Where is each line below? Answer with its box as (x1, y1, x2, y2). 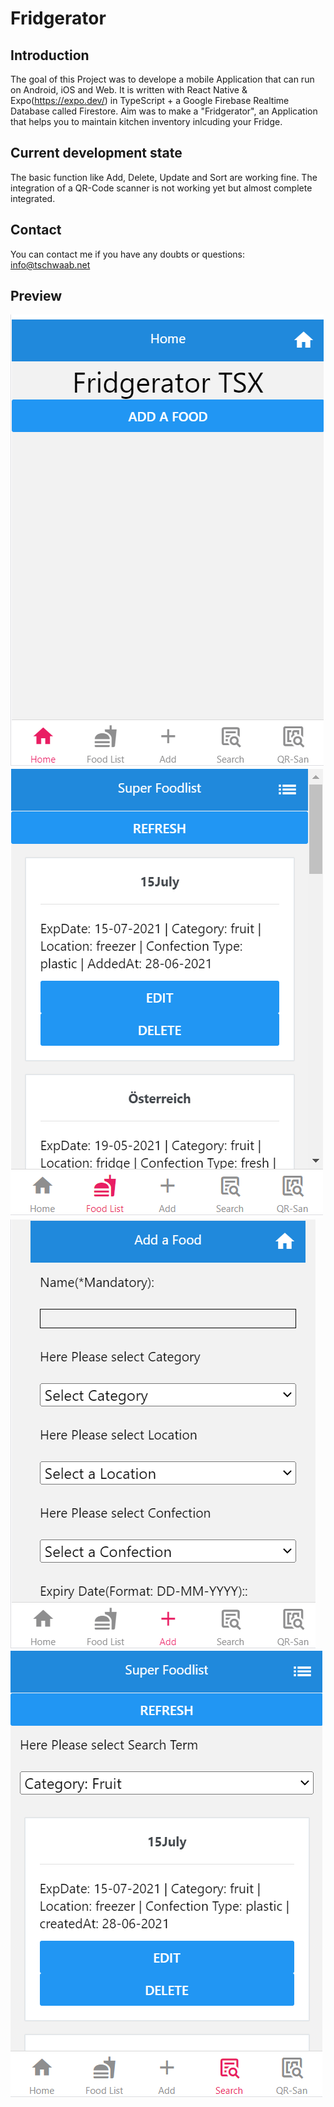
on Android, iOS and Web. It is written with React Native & (10, 84, 248, 96)
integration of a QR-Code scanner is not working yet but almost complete (10, 182, 313, 194)
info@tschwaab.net (10, 258, 91, 271)
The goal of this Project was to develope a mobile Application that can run (10, 73, 315, 85)
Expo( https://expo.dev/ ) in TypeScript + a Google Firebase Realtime (10, 95, 290, 106)
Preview (10, 288, 63, 305)
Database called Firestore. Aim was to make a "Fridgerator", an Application (10, 105, 318, 117)
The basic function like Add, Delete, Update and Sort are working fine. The (10, 171, 318, 183)
